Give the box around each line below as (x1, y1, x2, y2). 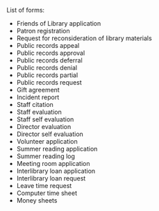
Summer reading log (16, 152, 76, 160)
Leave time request (16, 182, 72, 189)
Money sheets (16, 196, 58, 204)
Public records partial (16, 71, 78, 79)
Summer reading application (16, 145, 98, 153)
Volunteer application (16, 137, 78, 145)
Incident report (16, 93, 60, 101)
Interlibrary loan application (16, 167, 96, 175)
